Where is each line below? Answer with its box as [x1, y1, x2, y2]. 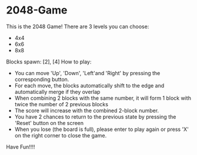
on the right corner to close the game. [14, 132, 107, 139]
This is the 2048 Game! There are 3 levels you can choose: [6, 23, 149, 30]
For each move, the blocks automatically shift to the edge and [14, 82, 165, 89]
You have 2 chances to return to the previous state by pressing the [14, 113, 176, 120]
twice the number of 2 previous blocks [14, 100, 109, 107]
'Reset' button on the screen [14, 119, 84, 126]
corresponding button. [14, 76, 69, 83]
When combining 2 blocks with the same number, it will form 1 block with [14, 95, 191, 102]
